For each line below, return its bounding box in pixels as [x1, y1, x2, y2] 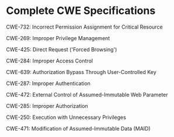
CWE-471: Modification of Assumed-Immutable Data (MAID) [6, 125, 151, 132]
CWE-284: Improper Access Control [6, 57, 93, 64]
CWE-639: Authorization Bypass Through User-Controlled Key [6, 68, 156, 75]
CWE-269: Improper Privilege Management [6, 34, 110, 41]
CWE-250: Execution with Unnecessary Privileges [6, 114, 127, 121]
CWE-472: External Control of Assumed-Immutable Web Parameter [6, 91, 168, 98]
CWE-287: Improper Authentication [6, 80, 91, 87]
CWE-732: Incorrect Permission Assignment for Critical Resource [6, 23, 163, 30]
